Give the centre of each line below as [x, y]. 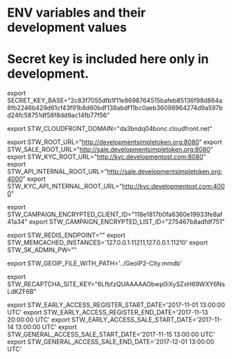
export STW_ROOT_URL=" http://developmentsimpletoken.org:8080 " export [115, 142]
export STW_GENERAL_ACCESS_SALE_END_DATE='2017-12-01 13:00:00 [111, 342]
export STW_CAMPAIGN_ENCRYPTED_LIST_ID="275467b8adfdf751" [127, 222]
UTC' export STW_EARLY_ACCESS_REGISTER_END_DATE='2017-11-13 [108, 313]
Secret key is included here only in [108, 59]
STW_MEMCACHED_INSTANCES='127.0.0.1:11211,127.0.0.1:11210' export [108, 243]
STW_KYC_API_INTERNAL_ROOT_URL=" [65, 186]
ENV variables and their [77, 13]
